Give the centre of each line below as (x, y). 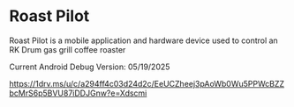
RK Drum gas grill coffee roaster (68, 49)
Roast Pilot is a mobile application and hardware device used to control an (143, 40)
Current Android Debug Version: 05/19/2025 (90, 67)
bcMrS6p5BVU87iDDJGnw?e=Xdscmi (78, 93)
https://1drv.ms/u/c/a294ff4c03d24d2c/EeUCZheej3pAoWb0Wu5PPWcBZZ (147, 83)
